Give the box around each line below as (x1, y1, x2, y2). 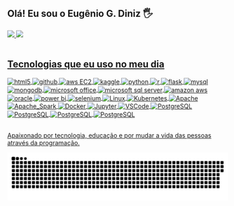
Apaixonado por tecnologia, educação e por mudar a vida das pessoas (7, 131, 212, 140)
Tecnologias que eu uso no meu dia (7, 59, 165, 71)
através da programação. (7, 138, 81, 147)
